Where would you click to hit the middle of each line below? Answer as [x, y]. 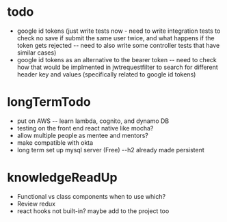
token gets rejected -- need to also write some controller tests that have [118, 45]
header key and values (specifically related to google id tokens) [106, 74]
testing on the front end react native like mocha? [85, 128]
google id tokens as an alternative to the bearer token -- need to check [117, 59]
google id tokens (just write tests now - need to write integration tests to [119, 31]
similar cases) [37, 53]
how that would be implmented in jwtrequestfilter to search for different [118, 67]
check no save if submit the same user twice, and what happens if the [116, 38]
